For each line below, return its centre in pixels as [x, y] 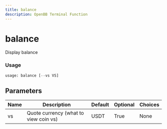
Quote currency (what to [55, 113]
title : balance [21, 10]
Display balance [22, 52]
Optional [125, 105]
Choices [149, 105]
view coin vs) [42, 119]
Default [100, 105]
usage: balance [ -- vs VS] [32, 75]
